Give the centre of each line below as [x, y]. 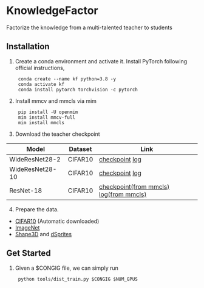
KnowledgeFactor [52, 11]
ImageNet [27, 227]
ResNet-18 [26, 191]
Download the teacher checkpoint [57, 134]
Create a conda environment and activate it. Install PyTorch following [101, 61]
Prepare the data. [37, 209]
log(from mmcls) [123, 194]
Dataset [80, 149]
